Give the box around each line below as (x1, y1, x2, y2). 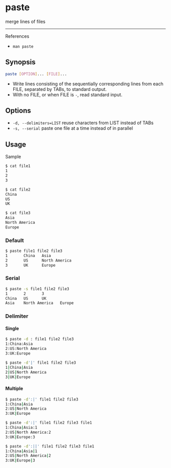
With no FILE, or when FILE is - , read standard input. (12, 91, 123, 98)
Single (5, 325, 19, 331)
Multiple (5, 385, 23, 392)
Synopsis (5, 58, 36, 66)
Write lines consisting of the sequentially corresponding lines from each (12, 81, 164, 87)
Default (5, 237, 24, 244)
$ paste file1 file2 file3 (5, 248, 63, 254)
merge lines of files (5, 18, 46, 25)
